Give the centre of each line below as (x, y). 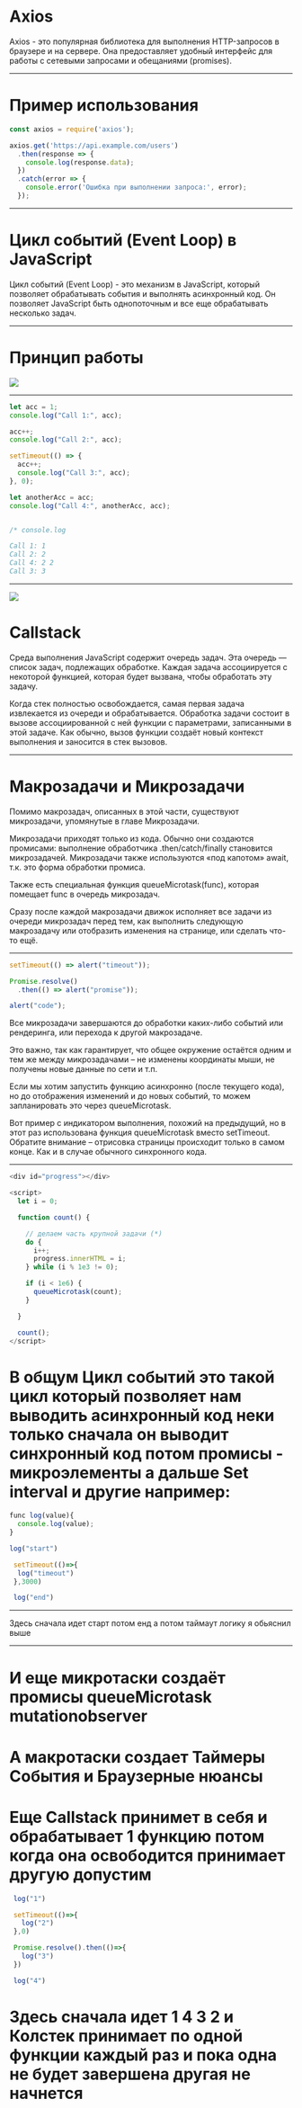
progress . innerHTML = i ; (80, 1259)
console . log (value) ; (56, 1524)
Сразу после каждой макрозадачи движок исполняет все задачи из (141, 911)
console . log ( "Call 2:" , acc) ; (66, 440)
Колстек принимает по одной (126, 2036)
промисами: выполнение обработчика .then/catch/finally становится (141, 848)
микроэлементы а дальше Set (129, 1473)
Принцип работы (76, 358)
